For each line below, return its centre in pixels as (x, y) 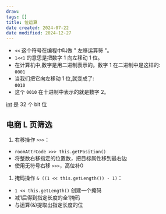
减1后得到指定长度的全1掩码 (47, 197)
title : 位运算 (22, 22)
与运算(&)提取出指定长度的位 (49, 205)
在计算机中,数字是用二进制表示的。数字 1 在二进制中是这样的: (87, 65)
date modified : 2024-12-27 (39, 33)
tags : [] (17, 17)
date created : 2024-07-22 (37, 28)
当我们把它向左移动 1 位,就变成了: (54, 79)
